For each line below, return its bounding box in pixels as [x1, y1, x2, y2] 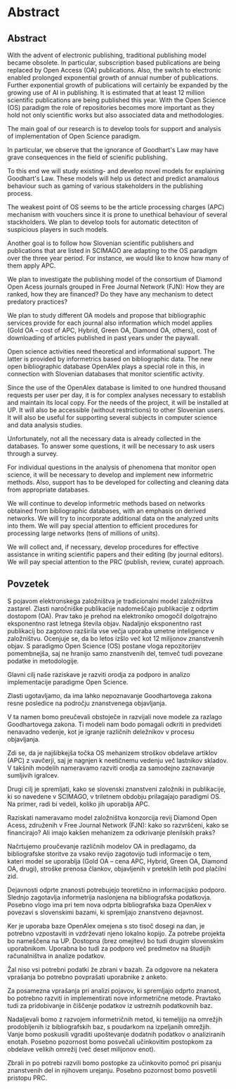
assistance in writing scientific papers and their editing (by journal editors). [7, 550, 224, 559]
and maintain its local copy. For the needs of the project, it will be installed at [7, 399, 229, 406]
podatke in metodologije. [7, 656, 79, 665]
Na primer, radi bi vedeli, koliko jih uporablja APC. [7, 799, 150, 808]
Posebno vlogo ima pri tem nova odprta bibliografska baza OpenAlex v [7, 900, 212, 909]
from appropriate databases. [7, 485, 90, 494]
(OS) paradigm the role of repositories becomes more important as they [7, 104, 215, 111]
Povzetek [7, 578, 49, 590]
